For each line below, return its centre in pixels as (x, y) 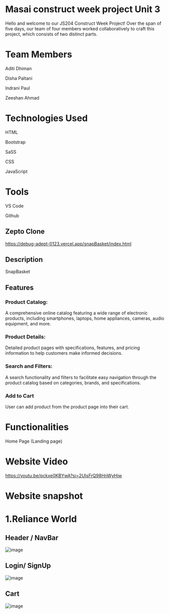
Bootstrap (16, 142)
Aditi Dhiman (18, 68)
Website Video (37, 462)
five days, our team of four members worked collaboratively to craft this (80, 28)
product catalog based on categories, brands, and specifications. (73, 383)
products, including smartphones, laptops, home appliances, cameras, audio (85, 318)
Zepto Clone (25, 232)
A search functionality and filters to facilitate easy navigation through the (81, 377)
